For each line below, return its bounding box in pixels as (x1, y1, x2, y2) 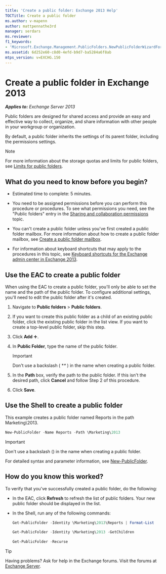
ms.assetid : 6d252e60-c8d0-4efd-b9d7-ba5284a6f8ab (5, 50, 112, 54)
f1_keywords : (5, 40, 32, 45)
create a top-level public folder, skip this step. (12, 324, 106, 330)
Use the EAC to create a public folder (5, 270, 121, 279)
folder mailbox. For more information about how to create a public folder (12, 231, 160, 237)
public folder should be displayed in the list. (12, 500, 101, 506)
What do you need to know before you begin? (5, 177, 148, 186)
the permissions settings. (5, 139, 57, 145)
